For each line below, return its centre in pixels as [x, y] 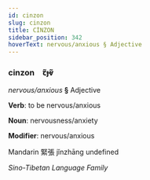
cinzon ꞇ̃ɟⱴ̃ [31, 73]
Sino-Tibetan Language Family [58, 168]
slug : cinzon [29, 23]
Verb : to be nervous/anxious [54, 105]
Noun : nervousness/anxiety [53, 121]
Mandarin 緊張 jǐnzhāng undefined [64, 152]
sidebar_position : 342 [45, 37]
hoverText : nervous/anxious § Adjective [75, 45]
